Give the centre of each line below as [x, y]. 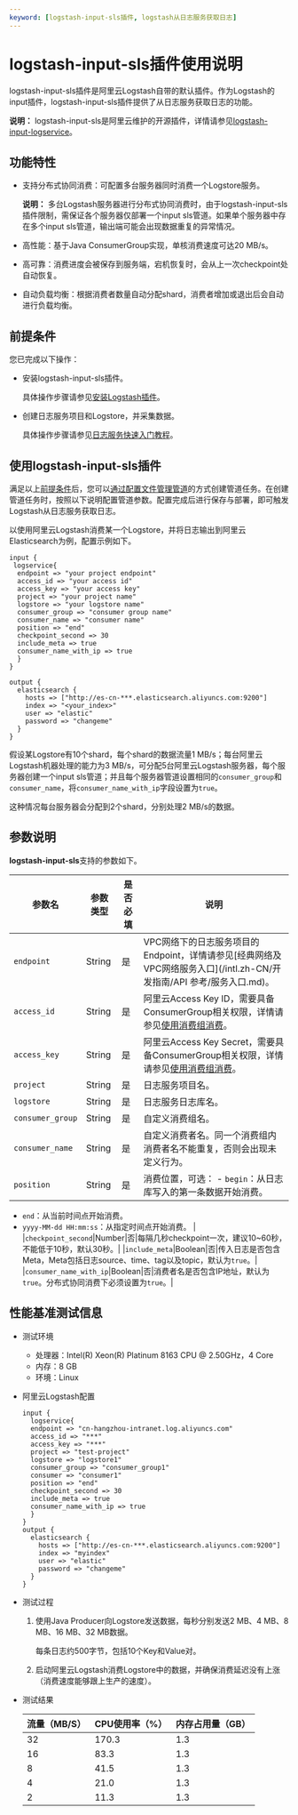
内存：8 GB [56, 1366]
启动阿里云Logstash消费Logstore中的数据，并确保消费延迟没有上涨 [158, 1669]
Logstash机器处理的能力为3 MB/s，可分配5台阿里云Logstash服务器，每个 [144, 765]
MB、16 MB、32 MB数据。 [84, 1632]
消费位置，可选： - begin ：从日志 [213, 1178]
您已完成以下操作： [44, 359]
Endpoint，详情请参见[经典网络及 [212, 955]
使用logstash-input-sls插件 [85, 466]
